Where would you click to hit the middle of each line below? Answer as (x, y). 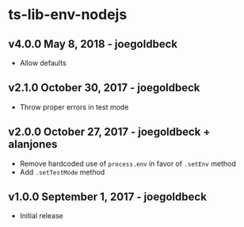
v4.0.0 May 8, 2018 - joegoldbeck (93, 44)
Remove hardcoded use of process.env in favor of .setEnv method (128, 164)
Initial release (41, 216)
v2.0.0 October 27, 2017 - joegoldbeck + (109, 132)
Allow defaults (43, 63)
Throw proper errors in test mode (74, 107)
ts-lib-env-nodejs (68, 15)
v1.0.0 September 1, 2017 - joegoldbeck (108, 197)
